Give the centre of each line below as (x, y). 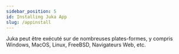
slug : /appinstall (29, 22)
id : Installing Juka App (37, 17)
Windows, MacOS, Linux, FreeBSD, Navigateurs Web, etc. (76, 45)
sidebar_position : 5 (32, 11)
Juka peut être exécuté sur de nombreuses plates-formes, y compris (89, 39)
